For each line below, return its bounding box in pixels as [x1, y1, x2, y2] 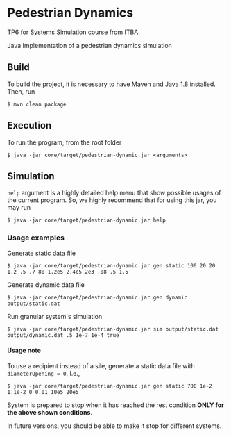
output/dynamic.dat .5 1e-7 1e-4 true [7, 331, 119, 338]
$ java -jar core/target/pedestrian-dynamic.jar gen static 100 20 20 [7, 262, 216, 269]
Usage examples [7, 233, 65, 242]
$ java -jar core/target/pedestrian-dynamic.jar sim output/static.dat [7, 325, 219, 333]
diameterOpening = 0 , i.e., [7, 369, 80, 377]
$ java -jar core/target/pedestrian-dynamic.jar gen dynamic [7, 294, 188, 301]
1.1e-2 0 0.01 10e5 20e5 [7, 388, 79, 395]
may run [7, 204, 31, 212]
